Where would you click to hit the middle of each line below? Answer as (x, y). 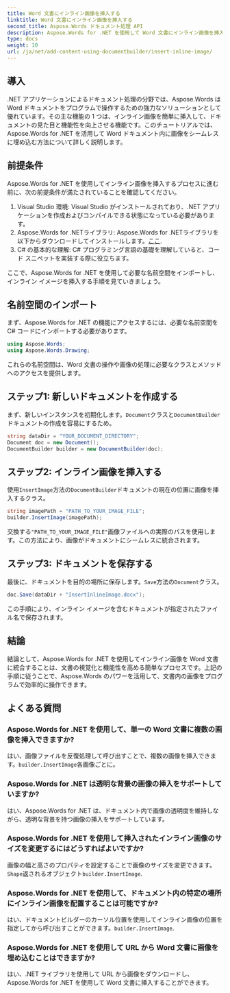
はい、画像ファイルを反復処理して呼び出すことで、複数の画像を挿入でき (109, 756)
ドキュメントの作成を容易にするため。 (61, 423)
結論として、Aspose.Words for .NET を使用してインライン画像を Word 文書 (113, 658)
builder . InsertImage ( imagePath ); (55, 518)
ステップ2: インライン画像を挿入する (85, 471)
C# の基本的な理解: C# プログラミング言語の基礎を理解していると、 (112, 249)
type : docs (23, 39)
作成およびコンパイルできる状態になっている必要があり (131, 215)
